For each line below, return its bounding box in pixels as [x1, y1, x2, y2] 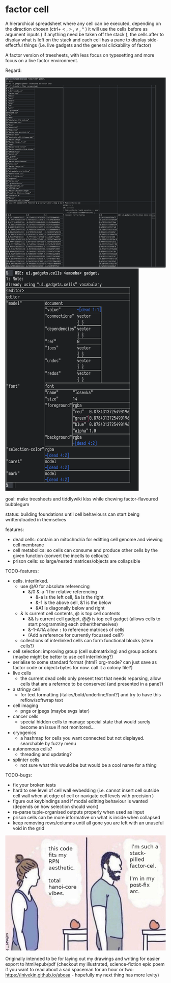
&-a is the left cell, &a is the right [35, 594, 104, 600]
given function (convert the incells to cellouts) [12, 552, 109, 559]
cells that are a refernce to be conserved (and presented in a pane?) [20, 680, 164, 687]
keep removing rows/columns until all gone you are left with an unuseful [12, 820, 164, 826]
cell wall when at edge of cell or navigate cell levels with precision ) [12, 792, 154, 799]
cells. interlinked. [12, 577, 49, 584]
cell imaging [12, 702, 39, 709]
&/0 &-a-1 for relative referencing [27, 588, 97, 595]
